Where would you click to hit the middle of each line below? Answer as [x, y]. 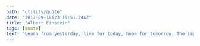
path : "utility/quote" [34, 12]
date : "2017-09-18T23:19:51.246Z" [49, 17]
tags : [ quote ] [24, 28]
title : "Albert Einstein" [38, 23]
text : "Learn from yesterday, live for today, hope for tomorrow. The [96, 34]
